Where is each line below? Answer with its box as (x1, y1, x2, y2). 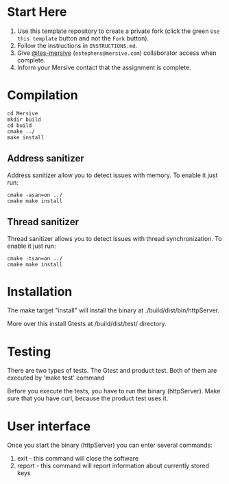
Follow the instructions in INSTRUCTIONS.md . (16, 41, 138, 49)
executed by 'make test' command (7, 373, 105, 382)
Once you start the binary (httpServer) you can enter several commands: (7, 441, 213, 450)
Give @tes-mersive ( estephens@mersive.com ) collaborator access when (16, 49, 217, 57)
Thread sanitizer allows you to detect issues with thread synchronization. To (7, 234, 222, 242)
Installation (7, 284, 73, 299)
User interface (7, 418, 91, 434)
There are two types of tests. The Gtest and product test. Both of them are (7, 367, 217, 375)
